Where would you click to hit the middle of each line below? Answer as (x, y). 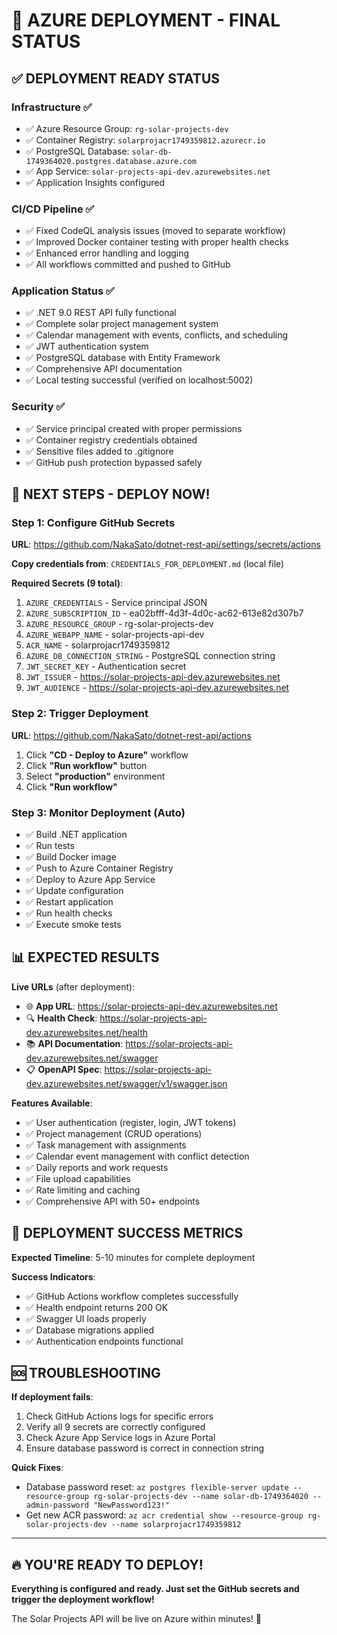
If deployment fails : (52, 1397)
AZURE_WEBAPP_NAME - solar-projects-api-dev (115, 635)
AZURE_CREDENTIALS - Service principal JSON (116, 603)
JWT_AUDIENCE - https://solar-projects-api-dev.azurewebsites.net (157, 688)
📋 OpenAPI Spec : (64, 1069)
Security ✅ (38, 407)
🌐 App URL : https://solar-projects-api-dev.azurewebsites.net (151, 1006)
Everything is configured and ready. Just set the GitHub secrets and (155, 1589)
